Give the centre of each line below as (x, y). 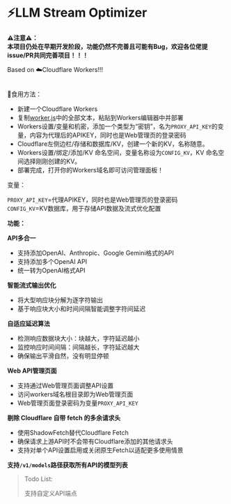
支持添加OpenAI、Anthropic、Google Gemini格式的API (95, 253)
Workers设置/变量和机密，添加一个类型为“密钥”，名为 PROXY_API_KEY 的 (117, 126)
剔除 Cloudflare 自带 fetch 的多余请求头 (64, 417)
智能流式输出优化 (32, 285)
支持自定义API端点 (51, 493)
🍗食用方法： (25, 94)
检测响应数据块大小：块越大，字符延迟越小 (78, 338)
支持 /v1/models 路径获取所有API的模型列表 (68, 465)
